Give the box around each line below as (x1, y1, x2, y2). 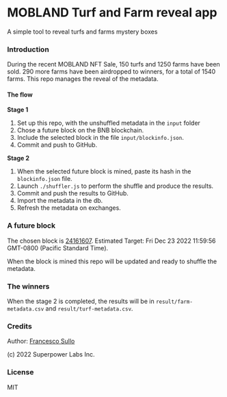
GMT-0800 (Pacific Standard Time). (7, 243, 109, 252)
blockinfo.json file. (16, 175, 73, 183)
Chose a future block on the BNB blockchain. (16, 126, 144, 134)
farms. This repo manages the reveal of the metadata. (7, 75, 159, 83)
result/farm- (156, 298, 193, 306)
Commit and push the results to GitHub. (16, 189, 129, 197)
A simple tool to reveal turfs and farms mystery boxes (7, 27, 158, 36)
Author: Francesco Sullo (7, 337, 75, 346)
